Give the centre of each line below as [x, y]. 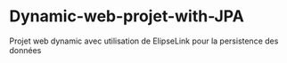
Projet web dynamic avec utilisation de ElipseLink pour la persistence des [144, 41]
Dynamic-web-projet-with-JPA [127, 16]
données [25, 50]
